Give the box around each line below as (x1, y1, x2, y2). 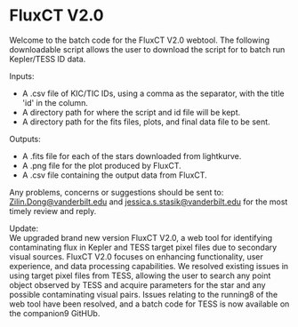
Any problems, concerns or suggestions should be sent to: (9, 187, 224, 197)
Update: (9, 223, 39, 234)
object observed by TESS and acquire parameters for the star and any (9, 279, 266, 290)
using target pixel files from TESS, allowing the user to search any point (9, 270, 271, 281)
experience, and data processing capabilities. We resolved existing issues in (9, 260, 289, 271)
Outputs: (9, 133, 42, 144)
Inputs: (9, 70, 35, 81)
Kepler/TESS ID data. (9, 53, 86, 64)
